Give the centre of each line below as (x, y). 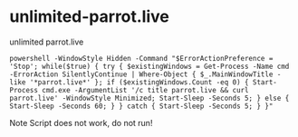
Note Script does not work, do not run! (81, 122)
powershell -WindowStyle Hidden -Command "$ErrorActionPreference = (141, 58)
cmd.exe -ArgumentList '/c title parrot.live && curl (145, 90)
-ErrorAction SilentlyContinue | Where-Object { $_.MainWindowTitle (141, 74)
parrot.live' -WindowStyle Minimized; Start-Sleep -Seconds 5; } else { (149, 98)
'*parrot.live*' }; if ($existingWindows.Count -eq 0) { (139, 82)
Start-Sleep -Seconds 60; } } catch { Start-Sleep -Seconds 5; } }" (141, 106)
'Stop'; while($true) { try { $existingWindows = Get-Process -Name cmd (149, 66)
